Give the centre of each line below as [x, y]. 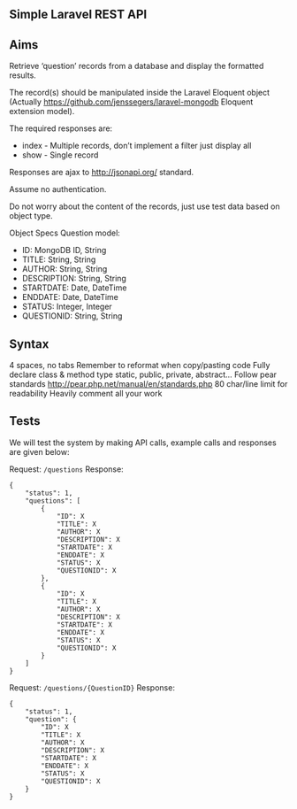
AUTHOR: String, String [65, 269]
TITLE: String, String [59, 259]
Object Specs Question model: [65, 233]
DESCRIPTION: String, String [74, 279]
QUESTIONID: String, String [72, 316]
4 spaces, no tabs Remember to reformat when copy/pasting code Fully [140, 366]
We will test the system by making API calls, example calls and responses [143, 443]
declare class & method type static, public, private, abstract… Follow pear [143, 374]
